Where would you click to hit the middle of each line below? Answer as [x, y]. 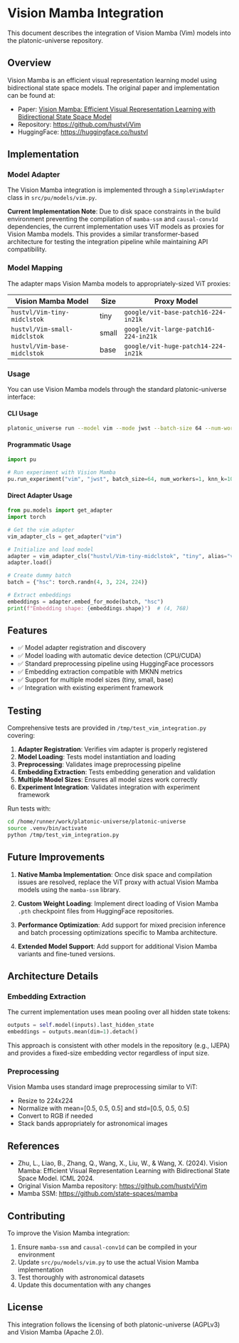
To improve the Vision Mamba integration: [69, 1233]
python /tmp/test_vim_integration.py [63, 835]
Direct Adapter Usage [40, 495]
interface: [21, 397]
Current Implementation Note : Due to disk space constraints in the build [114, 211]
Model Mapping [35, 268]
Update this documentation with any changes [84, 1285]
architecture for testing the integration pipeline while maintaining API [108, 242]
